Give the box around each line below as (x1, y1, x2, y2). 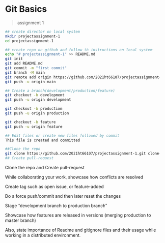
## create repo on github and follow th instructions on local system (5, 47, 153, 52)
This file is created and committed (5, 138, 80, 143)
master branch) (5, 217, 36, 223)
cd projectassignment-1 (5, 38, 54, 43)
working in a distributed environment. (5, 232, 81, 238)
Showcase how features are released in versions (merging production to (5, 213, 151, 218)
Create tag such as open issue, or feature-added (5, 183, 104, 190)
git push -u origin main (5, 79, 56, 84)
